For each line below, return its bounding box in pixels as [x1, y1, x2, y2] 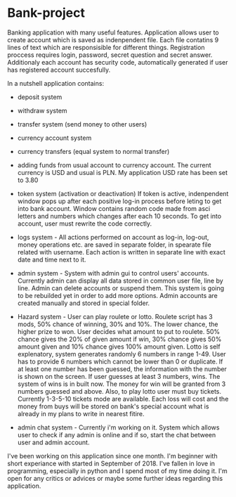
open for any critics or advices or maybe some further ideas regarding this [7, 474, 223, 482]
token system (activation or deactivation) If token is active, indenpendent [17, 189, 229, 198]
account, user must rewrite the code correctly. [17, 219, 152, 228]
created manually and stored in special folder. [17, 299, 150, 307]
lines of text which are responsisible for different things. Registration [7, 43, 205, 51]
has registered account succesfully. [7, 65, 111, 74]
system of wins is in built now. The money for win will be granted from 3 [17, 380, 226, 388]
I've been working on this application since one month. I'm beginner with [7, 451, 218, 460]
